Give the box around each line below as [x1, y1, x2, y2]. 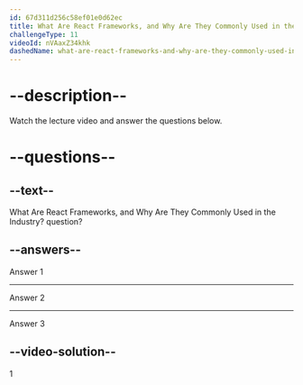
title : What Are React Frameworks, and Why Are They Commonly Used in [9, 22, 280, 31]
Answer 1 [9, 266, 43, 277]
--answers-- [9, 243, 81, 258]
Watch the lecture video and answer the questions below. [9, 115, 223, 126]
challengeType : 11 [9, 30, 78, 39]
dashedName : [9, 47, 54, 56]
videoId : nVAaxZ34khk [9, 38, 91, 48]
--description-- [9, 86, 128, 106]
